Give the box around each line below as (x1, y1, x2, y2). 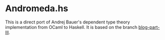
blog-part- (138, 24, 160, 30)
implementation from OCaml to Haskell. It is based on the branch (5, 24, 138, 30)
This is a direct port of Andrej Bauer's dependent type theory (5, 19, 130, 25)
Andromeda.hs (5, 3, 69, 14)
